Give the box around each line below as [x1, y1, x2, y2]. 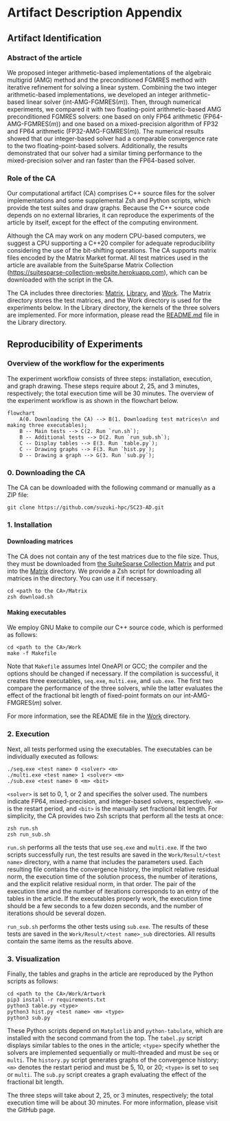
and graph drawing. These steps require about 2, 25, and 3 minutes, [7, 381, 200, 390]
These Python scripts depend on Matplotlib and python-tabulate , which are [7, 1027, 223, 1035]
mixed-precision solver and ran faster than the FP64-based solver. [7, 156, 196, 165]
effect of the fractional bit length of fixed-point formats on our [7, 691, 183, 700]
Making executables [7, 608, 67, 616]
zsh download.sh [7, 594, 54, 600]
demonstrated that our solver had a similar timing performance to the [7, 149, 203, 157]
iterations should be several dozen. [7, 909, 106, 917]
